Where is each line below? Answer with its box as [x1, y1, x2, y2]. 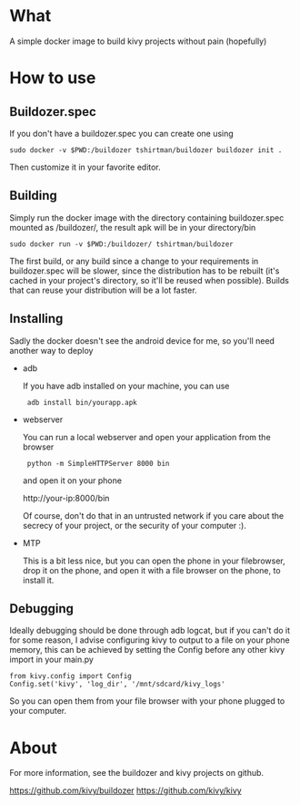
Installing [9, 311, 64, 326]
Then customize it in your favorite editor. [9, 161, 161, 172]
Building [9, 188, 57, 203]
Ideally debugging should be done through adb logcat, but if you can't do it [9, 625, 291, 636]
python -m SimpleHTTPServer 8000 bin [26, 459, 170, 468]
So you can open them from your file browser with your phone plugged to [9, 696, 285, 707]
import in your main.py [9, 654, 94, 666]
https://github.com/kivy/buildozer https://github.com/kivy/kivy [9, 785, 243, 796]
